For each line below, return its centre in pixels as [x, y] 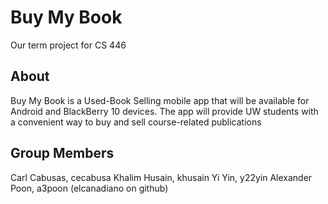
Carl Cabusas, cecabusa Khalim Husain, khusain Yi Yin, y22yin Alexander [161, 177]
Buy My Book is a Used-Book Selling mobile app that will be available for [160, 100]
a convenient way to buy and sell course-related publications [136, 122]
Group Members [62, 153]
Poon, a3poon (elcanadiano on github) [89, 188]
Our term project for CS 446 [68, 45]
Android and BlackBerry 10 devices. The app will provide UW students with [164, 111]
